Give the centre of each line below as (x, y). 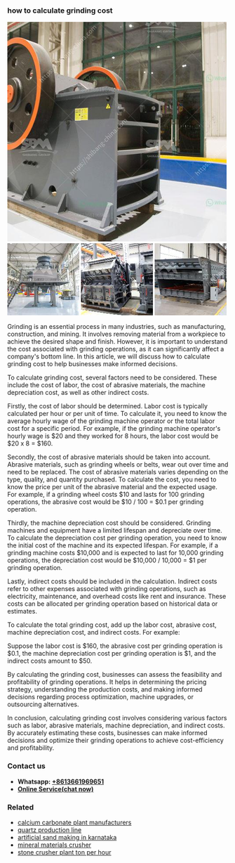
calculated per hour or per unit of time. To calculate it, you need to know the (117, 414)
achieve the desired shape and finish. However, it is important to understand (117, 342)
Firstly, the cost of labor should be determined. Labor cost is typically (108, 406)
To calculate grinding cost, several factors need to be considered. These (112, 377)
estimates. (22, 611)
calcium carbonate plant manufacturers (74, 822)
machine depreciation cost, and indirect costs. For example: (94, 632)
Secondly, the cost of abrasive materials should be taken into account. (109, 457)
